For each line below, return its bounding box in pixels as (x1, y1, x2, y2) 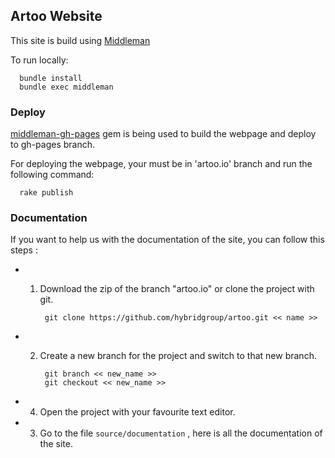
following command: (10, 169, 95, 181)
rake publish (19, 188, 74, 198)
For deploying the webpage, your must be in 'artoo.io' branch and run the (10, 158, 313, 170)
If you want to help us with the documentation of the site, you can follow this (10, 234, 325, 246)
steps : (10, 244, 38, 256)
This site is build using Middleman (10, 34, 151, 46)
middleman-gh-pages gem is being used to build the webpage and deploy (10, 128, 317, 140)
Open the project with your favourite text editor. (39, 406, 236, 418)
